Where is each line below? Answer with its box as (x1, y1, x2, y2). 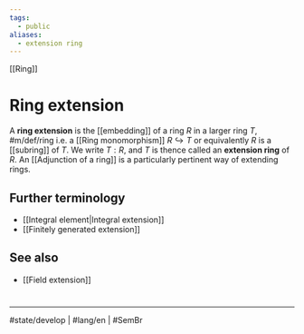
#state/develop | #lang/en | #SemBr (9, 315, 143, 325)
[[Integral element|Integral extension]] (22, 214, 165, 225)
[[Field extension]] (22, 274, 92, 285)
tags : (9, 13, 30, 23)
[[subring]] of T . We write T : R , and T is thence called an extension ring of (9, 144, 290, 155)
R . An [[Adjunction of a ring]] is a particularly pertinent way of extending (9, 154, 279, 165)
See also (9, 250, 59, 266)
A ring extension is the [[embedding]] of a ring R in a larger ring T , (9, 125, 258, 136)
